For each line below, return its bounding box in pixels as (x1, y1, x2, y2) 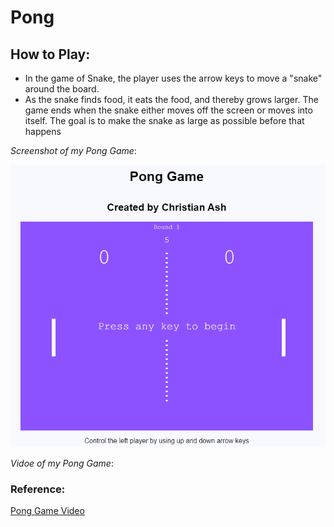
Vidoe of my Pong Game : (10, 457, 114, 469)
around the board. (24, 83, 100, 95)
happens (24, 126, 62, 137)
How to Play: (10, 46, 91, 63)
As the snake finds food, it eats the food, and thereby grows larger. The (24, 94, 319, 105)
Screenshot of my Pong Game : (10, 145, 137, 156)
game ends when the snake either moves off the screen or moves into (24, 104, 313, 116)
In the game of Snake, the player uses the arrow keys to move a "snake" (24, 72, 323, 84)
